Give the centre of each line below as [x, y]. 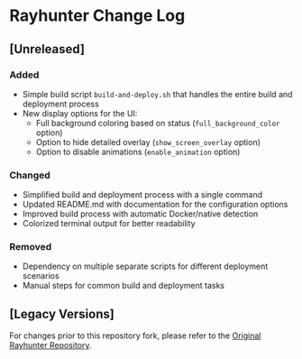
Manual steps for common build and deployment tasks [124, 286]
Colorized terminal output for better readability [109, 224]
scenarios [41, 276]
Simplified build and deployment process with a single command [142, 195]
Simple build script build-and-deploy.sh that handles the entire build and [157, 94]
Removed [31, 247]
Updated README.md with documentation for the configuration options [155, 205]
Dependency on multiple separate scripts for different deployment [145, 266]
